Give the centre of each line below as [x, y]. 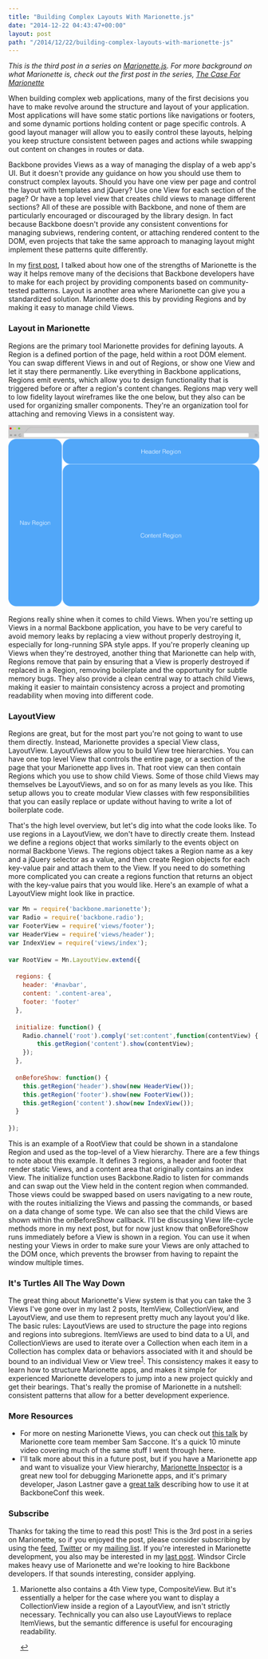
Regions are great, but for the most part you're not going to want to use [126, 734]
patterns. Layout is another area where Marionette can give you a [138, 291]
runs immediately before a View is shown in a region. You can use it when [129, 1237]
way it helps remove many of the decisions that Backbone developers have [132, 274]
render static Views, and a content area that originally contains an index [126, 1169]
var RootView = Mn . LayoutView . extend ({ [75, 960]
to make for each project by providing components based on [108, 282]
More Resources [41, 1416]
